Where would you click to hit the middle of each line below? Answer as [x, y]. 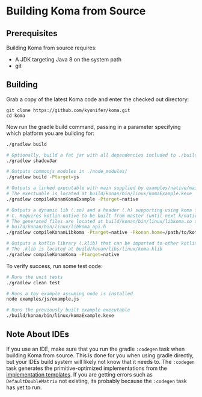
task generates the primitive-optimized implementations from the [87, 368]
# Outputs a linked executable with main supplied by [75, 188]
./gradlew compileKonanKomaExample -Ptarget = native [72, 199]
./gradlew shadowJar [32, 161]
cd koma [16, 116]
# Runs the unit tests [35, 277]
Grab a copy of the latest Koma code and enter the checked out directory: [98, 99]
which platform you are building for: [50, 133]
